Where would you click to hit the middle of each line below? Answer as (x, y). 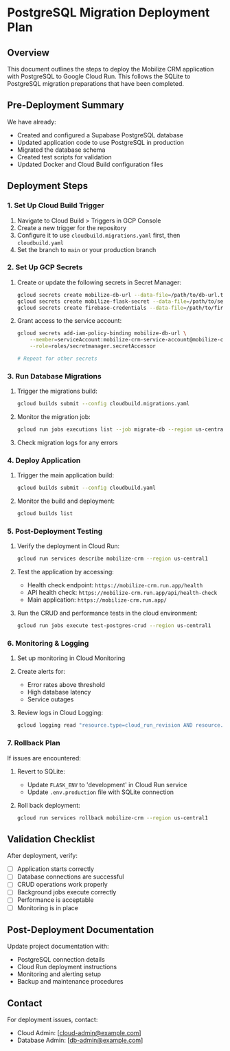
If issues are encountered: (44, 758)
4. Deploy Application (44, 460)
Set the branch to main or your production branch (87, 249)
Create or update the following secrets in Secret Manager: (99, 282)
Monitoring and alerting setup (59, 974)
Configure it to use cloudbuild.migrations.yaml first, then (99, 235)
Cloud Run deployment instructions (67, 967)
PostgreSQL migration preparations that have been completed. (95, 83)
